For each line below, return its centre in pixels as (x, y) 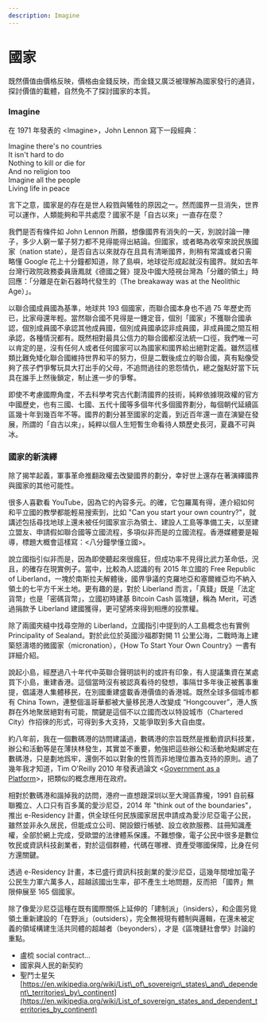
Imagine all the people (44, 180)
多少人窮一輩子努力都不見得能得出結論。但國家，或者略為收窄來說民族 (137, 241)
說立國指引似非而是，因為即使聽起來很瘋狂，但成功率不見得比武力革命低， (130, 559)
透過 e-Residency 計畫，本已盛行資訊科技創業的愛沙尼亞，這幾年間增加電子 (132, 872)
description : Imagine (44, 15)
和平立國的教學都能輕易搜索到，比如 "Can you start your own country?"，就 (132, 513)
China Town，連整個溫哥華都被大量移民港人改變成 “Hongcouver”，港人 (134, 702)
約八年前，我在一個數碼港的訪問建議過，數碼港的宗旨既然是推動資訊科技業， (133, 739)
